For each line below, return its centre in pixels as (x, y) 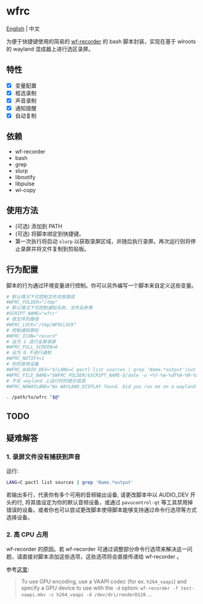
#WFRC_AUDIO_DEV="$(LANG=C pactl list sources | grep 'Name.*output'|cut (101, 369)
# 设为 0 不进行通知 (29, 353)
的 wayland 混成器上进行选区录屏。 (50, 49)
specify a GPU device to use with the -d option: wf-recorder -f (99, 588)
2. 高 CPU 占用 (27, 535)
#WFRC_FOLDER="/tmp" (32, 302)
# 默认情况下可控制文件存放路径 (40, 297)
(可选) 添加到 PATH (38, 226)
